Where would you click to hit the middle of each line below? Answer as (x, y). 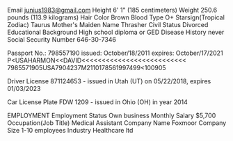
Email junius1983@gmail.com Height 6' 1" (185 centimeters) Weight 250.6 (112, 10)
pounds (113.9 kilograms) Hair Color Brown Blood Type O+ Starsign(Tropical (116, 17)
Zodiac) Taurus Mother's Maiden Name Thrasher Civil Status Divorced (108, 25)
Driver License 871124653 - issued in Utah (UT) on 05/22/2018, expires (109, 81)
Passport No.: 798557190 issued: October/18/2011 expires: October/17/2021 (115, 53)
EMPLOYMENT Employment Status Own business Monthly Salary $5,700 (112, 115)
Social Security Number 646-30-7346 (62, 40)
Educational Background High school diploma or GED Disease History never (116, 32)
